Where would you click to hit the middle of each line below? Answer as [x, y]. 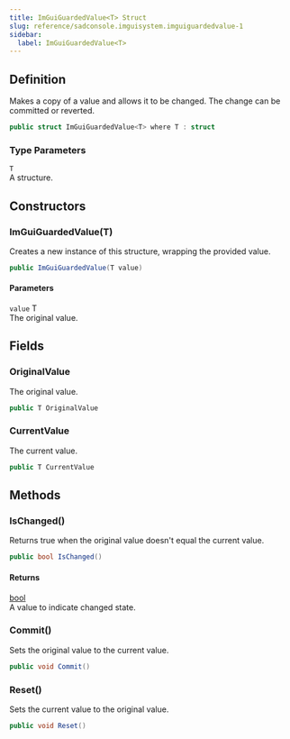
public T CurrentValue [52, 467]
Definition [37, 79]
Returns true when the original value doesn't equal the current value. [137, 541]
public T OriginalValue [54, 408]
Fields [27, 347]
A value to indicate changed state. [73, 607]
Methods [35, 495]
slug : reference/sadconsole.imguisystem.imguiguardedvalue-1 [127, 26]
